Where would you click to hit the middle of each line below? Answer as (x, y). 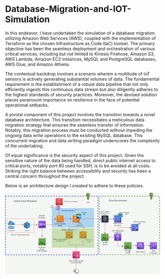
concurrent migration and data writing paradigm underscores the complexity (82, 140)
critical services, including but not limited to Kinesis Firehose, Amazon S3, (80, 54)
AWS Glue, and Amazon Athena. (38, 64)
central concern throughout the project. (45, 176)
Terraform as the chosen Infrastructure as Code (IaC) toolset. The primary (80, 43)
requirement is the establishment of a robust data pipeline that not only (77, 84)
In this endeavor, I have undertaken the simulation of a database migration (80, 33)
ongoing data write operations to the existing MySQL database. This (74, 135)
